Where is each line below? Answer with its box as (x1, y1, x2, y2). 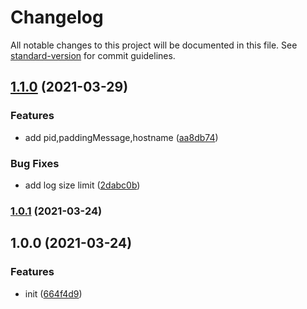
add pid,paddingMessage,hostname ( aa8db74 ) (24, 131, 219, 143)
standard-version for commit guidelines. (10, 49, 176, 61)
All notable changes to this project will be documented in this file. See (10, 39, 298, 51)
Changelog (10, 6, 104, 29)
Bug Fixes (10, 156, 60, 170)
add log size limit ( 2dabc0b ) (24, 179, 141, 191)
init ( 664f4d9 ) (24, 287, 83, 300)
